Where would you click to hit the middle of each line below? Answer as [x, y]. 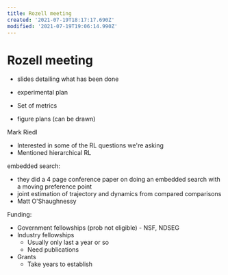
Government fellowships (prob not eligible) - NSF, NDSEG [98, 228]
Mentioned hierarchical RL [54, 153]
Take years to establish [60, 264]
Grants [26, 257]
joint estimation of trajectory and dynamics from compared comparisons [119, 194]
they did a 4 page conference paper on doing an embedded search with [118, 180]
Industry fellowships [46, 235]
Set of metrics [37, 106]
